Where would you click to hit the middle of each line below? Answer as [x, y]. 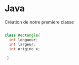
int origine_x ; [25, 49]
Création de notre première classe [39, 22]
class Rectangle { [22, 35]
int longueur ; [23, 40]
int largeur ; [22, 44]
